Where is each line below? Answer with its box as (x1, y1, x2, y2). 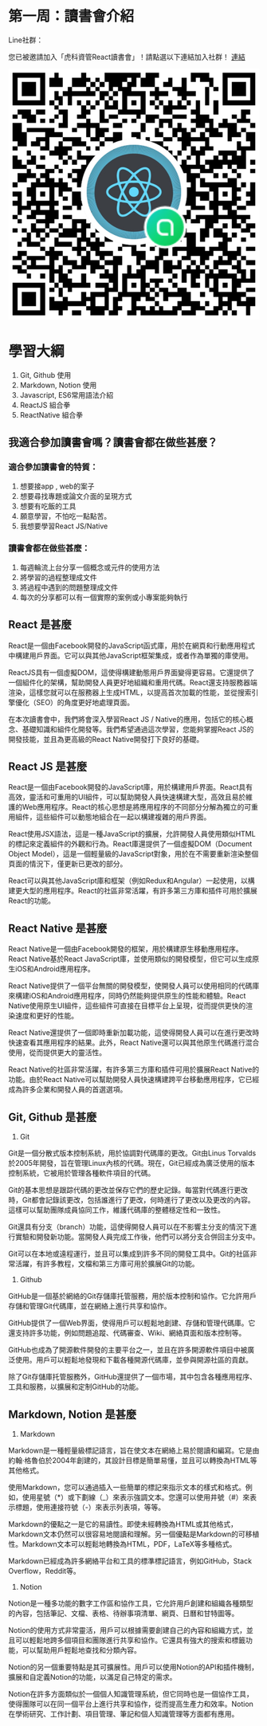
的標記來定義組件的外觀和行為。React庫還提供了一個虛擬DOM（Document (8, 839, 253, 849)
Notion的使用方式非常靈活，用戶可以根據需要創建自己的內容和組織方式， (8, 1625, 247, 1634)
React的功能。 (8, 896, 56, 905)
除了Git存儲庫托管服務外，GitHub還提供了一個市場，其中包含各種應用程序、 (8, 1372, 257, 1382)
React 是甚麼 (8, 618, 72, 632)
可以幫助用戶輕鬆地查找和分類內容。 (22, 1645, 141, 1654)
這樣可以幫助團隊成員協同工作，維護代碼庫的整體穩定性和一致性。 (8, 1205, 225, 1215)
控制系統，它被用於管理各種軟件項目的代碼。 (8, 1168, 155, 1178)
